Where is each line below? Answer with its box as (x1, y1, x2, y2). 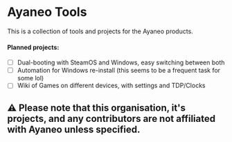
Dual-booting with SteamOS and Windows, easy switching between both (17, 58, 225, 66)
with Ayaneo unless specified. (7, 123, 141, 135)
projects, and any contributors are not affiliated (7, 112, 216, 125)
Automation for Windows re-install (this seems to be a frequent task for (17, 66, 220, 75)
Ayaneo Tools (7, 4, 87, 20)
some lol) (17, 74, 44, 82)
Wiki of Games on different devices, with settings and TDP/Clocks (17, 81, 206, 90)
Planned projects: (7, 43, 60, 51)
